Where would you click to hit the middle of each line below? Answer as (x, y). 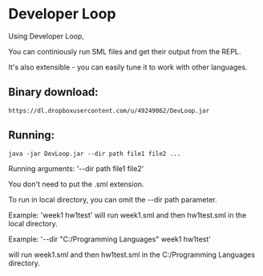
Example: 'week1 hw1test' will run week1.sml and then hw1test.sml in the (127, 215)
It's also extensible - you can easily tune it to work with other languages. (128, 67)
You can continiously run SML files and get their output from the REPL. (125, 51)
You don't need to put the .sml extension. (76, 184)
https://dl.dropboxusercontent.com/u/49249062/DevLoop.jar (109, 110)
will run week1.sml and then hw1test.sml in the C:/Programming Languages (131, 254)
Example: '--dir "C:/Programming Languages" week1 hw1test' (109, 239)
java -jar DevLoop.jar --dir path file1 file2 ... (95, 154)
